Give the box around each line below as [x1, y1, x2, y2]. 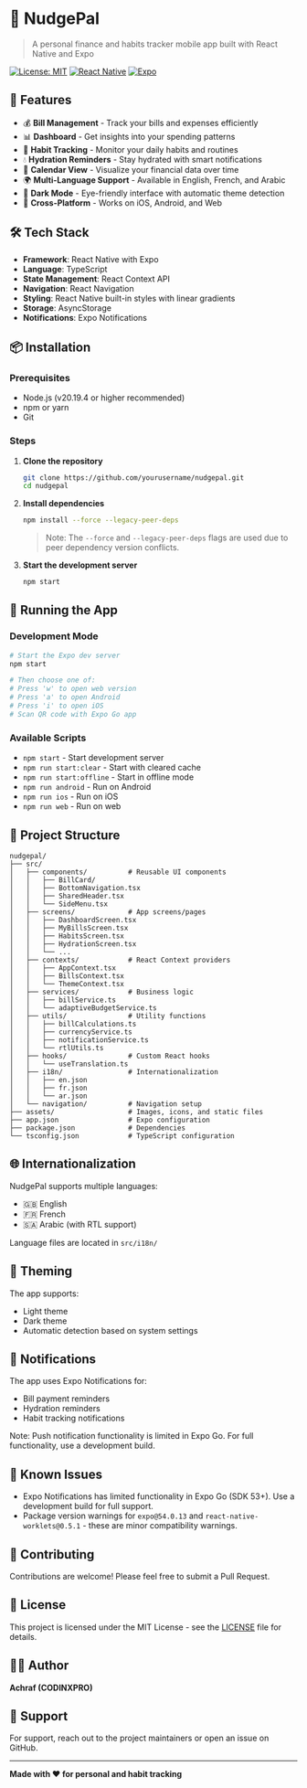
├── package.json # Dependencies [9, 1123, 185, 1133]
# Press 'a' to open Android [9, 693, 121, 702]
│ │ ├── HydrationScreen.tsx [9, 939, 137, 949]
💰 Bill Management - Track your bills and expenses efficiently [22, 117, 259, 128]
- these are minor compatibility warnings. [81, 1520, 238, 1531]
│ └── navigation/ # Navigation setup [9, 1099, 203, 1109]
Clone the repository [22, 455, 103, 466]
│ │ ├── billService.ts [9, 995, 117, 1005]
